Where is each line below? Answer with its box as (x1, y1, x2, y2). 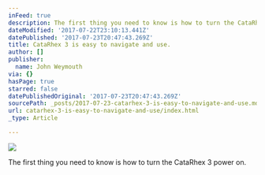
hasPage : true (8, 77, 55, 85)
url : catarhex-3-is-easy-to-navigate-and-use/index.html (8, 107, 200, 115)
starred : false (8, 84, 58, 93)
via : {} (8, 70, 34, 78)
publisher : (8, 56, 44, 64)
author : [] (8, 48, 44, 56)
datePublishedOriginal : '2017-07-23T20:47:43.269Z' (8, 92, 181, 100)
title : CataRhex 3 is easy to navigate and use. (8, 41, 171, 49)
